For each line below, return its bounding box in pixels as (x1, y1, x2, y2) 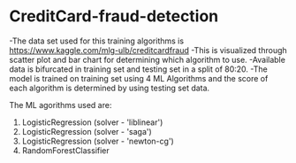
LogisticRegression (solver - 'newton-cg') (21, 136, 174, 146)
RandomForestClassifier (21, 144, 110, 156)
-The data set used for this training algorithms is (9, 35, 184, 46)
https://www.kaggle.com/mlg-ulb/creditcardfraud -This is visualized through (9, 44, 287, 55)
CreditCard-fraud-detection (9, 6, 219, 27)
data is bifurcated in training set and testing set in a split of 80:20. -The (9, 64, 268, 74)
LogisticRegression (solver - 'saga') (21, 126, 152, 136)
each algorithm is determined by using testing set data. (9, 82, 210, 93)
